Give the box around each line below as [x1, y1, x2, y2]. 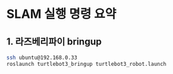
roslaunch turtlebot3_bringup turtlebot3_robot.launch [6, 60, 167, 67]
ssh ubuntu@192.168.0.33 [6, 54, 78, 61]
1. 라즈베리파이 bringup [6, 36, 102, 47]
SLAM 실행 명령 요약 [6, 6, 117, 22]
